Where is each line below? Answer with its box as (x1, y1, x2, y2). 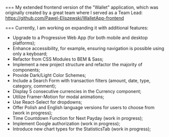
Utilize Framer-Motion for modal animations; (12, 94, 104, 100)
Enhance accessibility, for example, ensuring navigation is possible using (12, 45, 164, 51)
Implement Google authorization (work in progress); (12, 121, 121, 126)
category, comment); (12, 83, 57, 89)
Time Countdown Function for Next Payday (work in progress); (12, 115, 143, 121)
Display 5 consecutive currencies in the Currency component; (12, 88, 142, 94)
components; (12, 67, 40, 73)
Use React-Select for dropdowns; (12, 99, 82, 105)
